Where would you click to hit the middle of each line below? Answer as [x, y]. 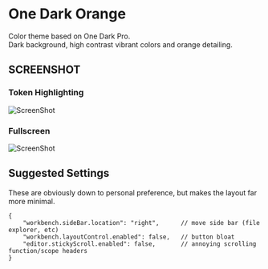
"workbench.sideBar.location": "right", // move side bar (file [142, 223]
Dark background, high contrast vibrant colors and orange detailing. [120, 44]
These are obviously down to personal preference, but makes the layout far [133, 192]
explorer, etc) [34, 230]
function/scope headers [48, 251]
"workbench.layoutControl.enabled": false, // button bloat [129, 237]
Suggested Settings [59, 173]
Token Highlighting [46, 93]
